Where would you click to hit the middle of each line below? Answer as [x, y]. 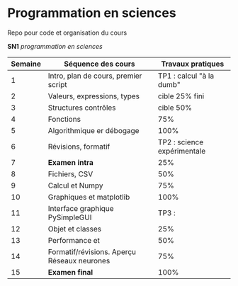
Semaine [26, 64]
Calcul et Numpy [75, 185]
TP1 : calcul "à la [186, 76]
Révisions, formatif [79, 147]
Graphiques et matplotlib [89, 197]
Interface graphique [81, 208]
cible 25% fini [181, 96]
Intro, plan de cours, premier [95, 76]
